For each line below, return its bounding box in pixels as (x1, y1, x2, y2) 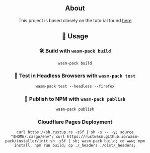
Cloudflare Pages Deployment (37, 118, 113, 125)
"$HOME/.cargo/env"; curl (10, 134, 65, 139)
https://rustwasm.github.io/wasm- (66, 134, 140, 139)
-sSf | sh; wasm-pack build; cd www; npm (56, 138, 145, 144)
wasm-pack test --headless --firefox (35, 84, 115, 89)
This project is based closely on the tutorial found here (18, 17, 132, 23)
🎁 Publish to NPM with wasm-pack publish (24, 95, 126, 102)
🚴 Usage (61, 32, 89, 41)
